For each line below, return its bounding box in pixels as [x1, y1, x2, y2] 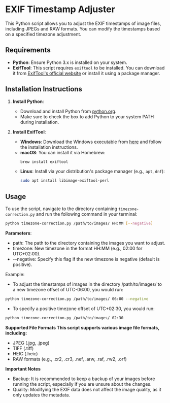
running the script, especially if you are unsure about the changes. [12, 381, 152, 387]
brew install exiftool [20, 159, 69, 164]
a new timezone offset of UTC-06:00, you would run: [12, 287, 123, 292]
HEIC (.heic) [12, 350, 38, 356]
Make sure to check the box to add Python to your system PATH [20, 113, 154, 120]
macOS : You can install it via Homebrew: [20, 149, 106, 155]
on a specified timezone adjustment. [5, 31, 82, 37]
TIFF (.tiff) [12, 345, 34, 351]
